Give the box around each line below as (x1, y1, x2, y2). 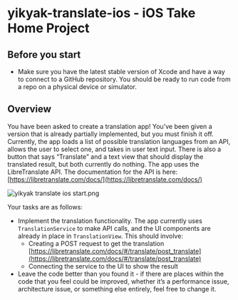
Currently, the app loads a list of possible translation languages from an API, (7, 137, 231, 145)
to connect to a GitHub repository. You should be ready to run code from (17, 75, 231, 83)
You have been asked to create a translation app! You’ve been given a (7, 122, 212, 130)
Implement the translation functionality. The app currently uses (17, 216, 203, 225)
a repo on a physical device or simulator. (17, 83, 137, 90)
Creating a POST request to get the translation (28, 239, 165, 247)
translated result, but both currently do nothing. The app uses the (7, 160, 200, 168)
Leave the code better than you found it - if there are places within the (17, 269, 224, 278)
